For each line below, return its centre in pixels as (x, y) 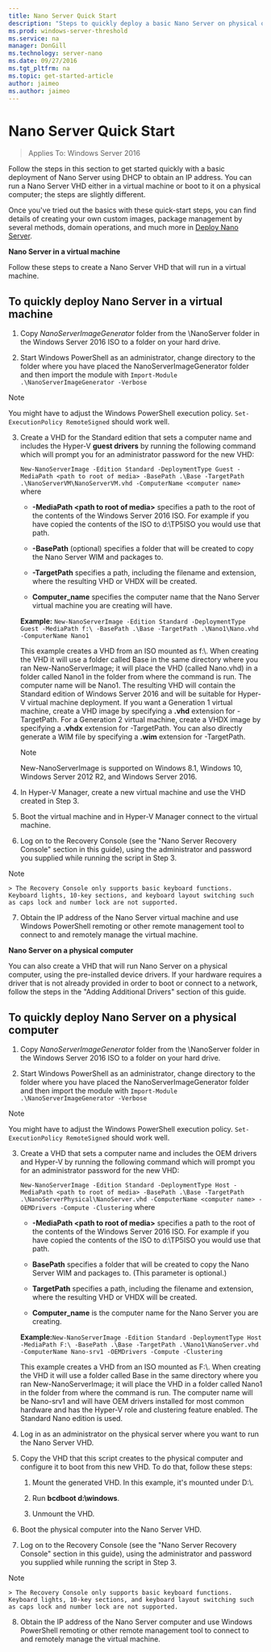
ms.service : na (34, 38)
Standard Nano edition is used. (71, 1418)
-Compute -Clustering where (108, 1207)
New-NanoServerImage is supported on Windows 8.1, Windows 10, (131, 768)
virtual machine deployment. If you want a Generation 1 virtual (130, 703)
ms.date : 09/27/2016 (43, 61)
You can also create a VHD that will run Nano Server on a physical (118, 966)
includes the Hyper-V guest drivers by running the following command (138, 446)
